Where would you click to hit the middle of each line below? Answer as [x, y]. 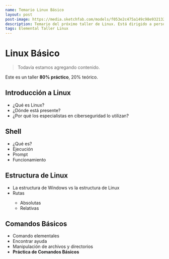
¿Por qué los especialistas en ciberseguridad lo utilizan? [71, 116]
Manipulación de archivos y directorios [53, 246]
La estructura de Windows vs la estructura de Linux [66, 188]
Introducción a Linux [38, 93]
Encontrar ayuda [30, 241]
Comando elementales [36, 236]
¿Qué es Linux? [28, 105]
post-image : [18, 19]
